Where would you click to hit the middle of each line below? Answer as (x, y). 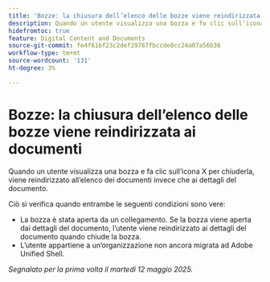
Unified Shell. (42, 253)
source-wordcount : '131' (50, 61)
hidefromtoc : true (39, 31)
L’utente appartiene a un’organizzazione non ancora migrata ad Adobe (136, 245)
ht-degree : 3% (32, 68)
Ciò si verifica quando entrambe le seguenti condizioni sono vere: (117, 204)
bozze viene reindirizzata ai (102, 131)
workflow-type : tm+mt (45, 53)
